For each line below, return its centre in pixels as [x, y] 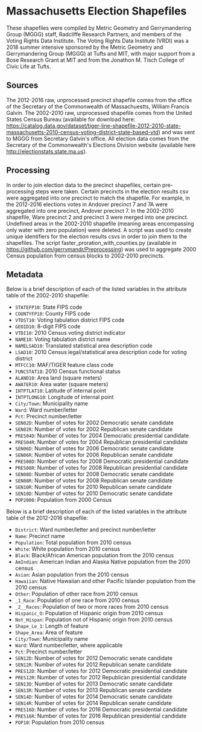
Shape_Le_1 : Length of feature [52, 626]
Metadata [25, 274]
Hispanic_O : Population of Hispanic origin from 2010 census [89, 613]
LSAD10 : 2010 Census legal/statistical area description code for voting [101, 352]
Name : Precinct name [40, 536]
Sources [22, 86]
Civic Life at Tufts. [29, 66]
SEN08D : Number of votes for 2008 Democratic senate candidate [94, 474]
